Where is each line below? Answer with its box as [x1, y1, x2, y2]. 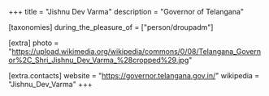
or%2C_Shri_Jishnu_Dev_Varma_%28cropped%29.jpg [8, 56, 189, 65]
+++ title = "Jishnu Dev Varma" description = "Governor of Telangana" [8, 7, 245, 16]
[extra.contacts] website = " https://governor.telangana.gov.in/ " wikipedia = [8, 71, 260, 80]
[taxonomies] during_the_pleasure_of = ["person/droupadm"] [8, 23, 214, 31]
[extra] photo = [8, 38, 59, 48]
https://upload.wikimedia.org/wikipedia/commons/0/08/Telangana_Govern [11, 47, 262, 56]
